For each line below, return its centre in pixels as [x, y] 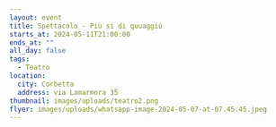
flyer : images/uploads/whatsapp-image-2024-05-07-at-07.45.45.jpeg [138, 109]
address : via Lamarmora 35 [68, 92]
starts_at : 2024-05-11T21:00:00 [70, 34]
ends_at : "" [31, 42]
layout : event [36, 17]
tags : [19, 59]
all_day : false [38, 51]
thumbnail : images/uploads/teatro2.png [84, 101]
